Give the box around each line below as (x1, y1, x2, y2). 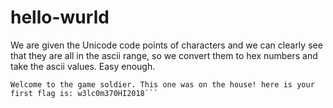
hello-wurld (10, 6, 110, 29)
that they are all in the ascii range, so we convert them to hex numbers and (10, 49, 318, 61)
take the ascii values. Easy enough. (10, 60, 156, 72)
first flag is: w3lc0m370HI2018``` (10, 88, 159, 98)
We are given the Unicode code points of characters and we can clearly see (10, 39, 323, 51)
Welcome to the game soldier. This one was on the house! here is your (10, 79, 315, 90)
